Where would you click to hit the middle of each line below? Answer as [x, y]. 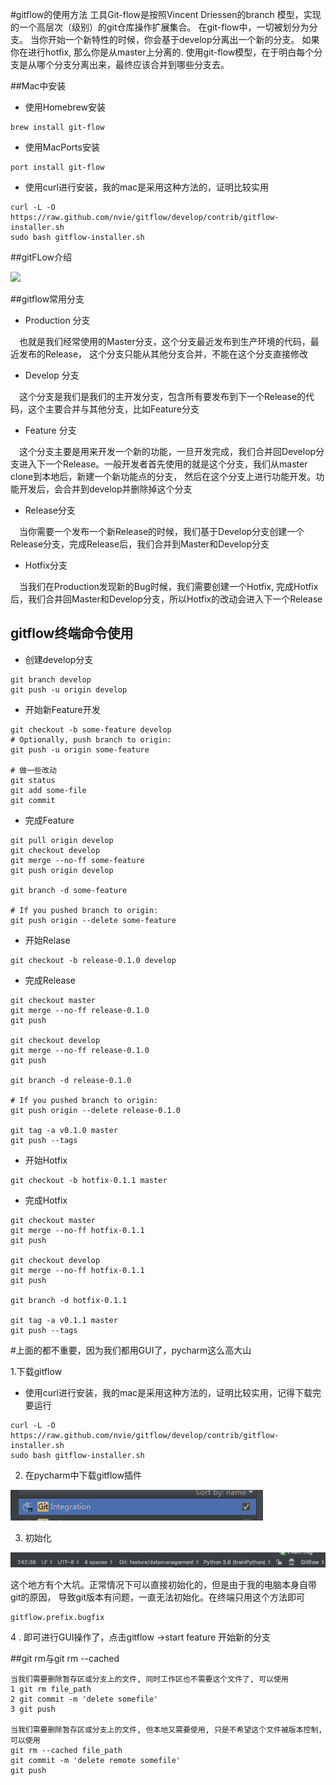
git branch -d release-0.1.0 [71, 1080]
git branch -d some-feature [69, 890]
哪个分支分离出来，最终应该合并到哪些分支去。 [133, 64]
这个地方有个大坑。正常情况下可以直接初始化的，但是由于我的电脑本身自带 [163, 1585]
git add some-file [48, 790]
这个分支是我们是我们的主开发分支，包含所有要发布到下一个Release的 [163, 396]
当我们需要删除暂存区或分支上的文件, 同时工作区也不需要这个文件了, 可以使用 [149, 1679]
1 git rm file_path [51, 1689]
